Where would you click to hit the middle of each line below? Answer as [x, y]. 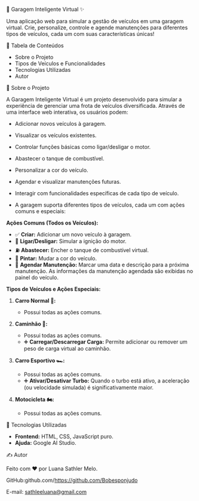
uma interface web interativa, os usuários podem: [67, 112]
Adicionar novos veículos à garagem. [60, 124]
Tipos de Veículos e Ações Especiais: [53, 289]
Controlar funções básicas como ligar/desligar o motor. [83, 147]
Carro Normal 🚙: [35, 300]
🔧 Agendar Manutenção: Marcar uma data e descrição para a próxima [102, 265]
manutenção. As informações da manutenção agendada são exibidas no [104, 271]
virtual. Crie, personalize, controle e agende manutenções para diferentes [97, 28]
